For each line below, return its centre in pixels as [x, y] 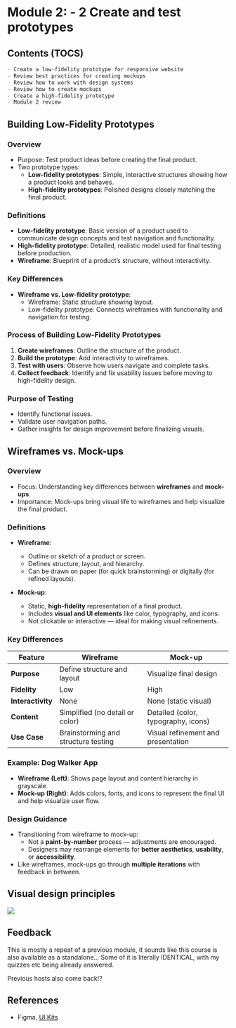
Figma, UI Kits [38, 1017]
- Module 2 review [34, 102]
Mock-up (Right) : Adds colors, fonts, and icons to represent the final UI [121, 793]
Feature [32, 658]
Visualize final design [182, 674]
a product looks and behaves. [71, 182]
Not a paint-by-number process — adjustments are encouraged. [122, 842]
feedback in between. [49, 872]
